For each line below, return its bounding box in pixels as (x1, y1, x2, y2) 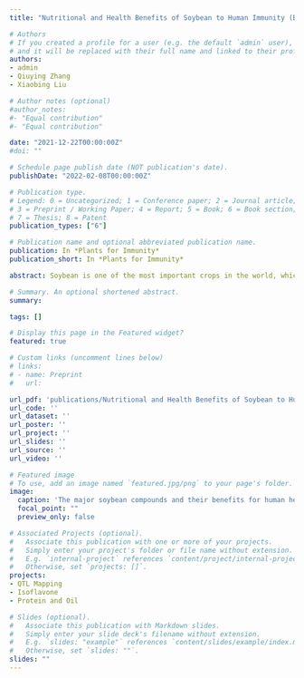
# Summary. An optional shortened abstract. (9, 287, 180, 296)
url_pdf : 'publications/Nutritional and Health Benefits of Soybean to (9, 395, 285, 404)
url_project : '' (9, 429, 71, 438)
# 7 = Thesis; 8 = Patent (9, 213, 107, 222)
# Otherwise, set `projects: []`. (9, 563, 147, 572)
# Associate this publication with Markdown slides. (9, 621, 221, 630)
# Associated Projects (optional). (9, 528, 144, 538)
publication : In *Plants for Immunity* (9, 247, 160, 256)
